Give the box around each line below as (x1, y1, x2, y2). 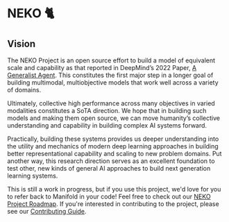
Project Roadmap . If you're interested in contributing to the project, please (7, 200, 220, 208)
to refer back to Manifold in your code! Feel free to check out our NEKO (7, 192, 211, 200)
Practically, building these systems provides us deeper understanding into (7, 135, 219, 143)
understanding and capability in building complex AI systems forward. (7, 121, 207, 129)
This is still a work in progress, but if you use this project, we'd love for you (7, 185, 221, 193)
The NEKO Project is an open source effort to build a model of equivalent (7, 56, 216, 65)
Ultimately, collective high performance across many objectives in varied (7, 99, 215, 108)
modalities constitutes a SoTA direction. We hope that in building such (7, 107, 207, 114)
